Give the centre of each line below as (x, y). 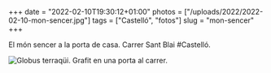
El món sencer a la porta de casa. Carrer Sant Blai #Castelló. (110, 45)
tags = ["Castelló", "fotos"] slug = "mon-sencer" (173, 20)
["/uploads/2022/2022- (224, 12)
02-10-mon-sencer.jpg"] (50, 20)
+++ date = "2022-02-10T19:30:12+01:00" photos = (96, 12)
